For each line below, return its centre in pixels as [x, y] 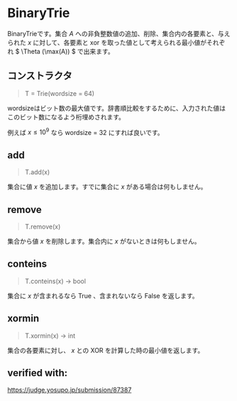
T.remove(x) [43, 227]
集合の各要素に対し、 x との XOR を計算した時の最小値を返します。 [106, 350]
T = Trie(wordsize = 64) [59, 93]
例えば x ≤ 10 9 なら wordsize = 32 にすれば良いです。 [86, 131]
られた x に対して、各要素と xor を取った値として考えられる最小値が [107, 42]
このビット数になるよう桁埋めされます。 [66, 117]
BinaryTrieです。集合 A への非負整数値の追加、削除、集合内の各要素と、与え [119, 33]
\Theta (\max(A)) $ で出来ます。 [68, 51]
